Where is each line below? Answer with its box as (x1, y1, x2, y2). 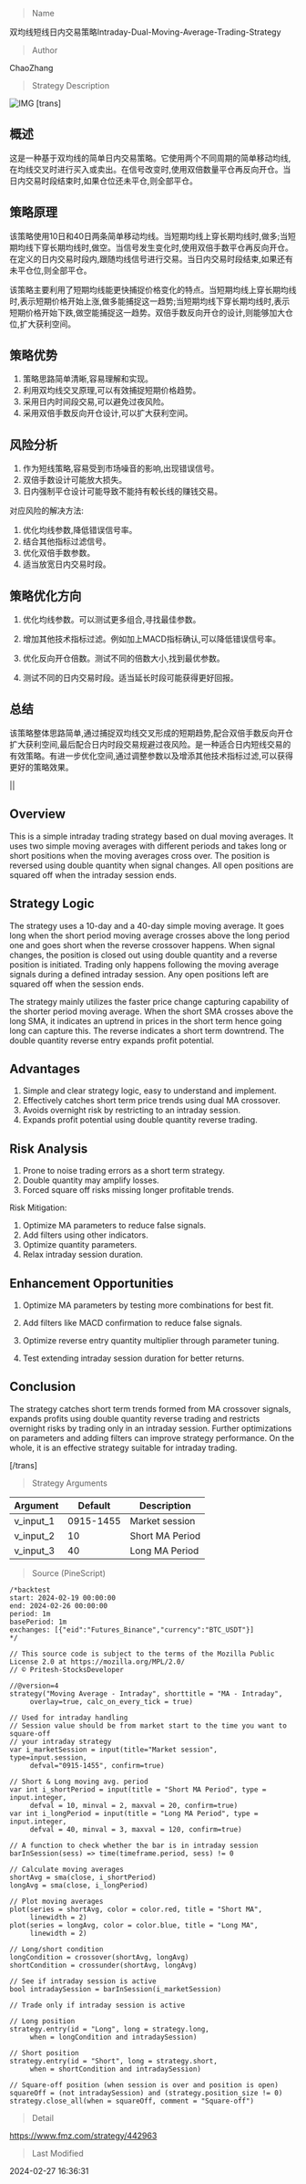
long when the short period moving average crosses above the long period (9, 930, 290, 941)
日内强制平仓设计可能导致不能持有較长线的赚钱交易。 (22, 486, 223, 496)
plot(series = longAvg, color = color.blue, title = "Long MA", (9, 1920, 259, 1929)
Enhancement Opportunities (9, 1275, 175, 1291)
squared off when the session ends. (9, 978, 144, 989)
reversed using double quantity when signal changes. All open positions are (9, 860, 294, 871)
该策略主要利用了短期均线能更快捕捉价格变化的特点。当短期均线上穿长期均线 (9, 284, 297, 295)
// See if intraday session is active (9, 1976, 157, 1986)
